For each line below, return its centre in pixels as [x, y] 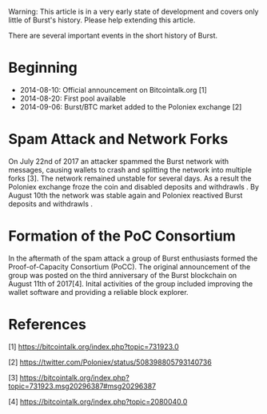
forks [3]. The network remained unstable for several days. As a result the [130, 178]
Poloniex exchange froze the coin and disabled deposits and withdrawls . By [134, 186]
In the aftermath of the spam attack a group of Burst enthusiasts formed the [133, 258]
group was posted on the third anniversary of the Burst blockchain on [123, 275]
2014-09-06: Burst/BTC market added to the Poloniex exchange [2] [131, 106]
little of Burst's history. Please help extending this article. [102, 20]
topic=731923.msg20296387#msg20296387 [82, 386]
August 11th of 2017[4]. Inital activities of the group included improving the [131, 284]
